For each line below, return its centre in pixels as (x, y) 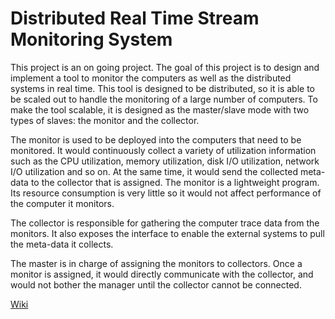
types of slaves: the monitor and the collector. (105, 120)
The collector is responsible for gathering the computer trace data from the (165, 223)
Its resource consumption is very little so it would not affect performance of (166, 193)
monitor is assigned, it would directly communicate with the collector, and (162, 274)
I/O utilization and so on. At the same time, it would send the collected (154, 171)
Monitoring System (91, 39)
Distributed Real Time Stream (135, 18)
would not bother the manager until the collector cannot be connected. (156, 284)
